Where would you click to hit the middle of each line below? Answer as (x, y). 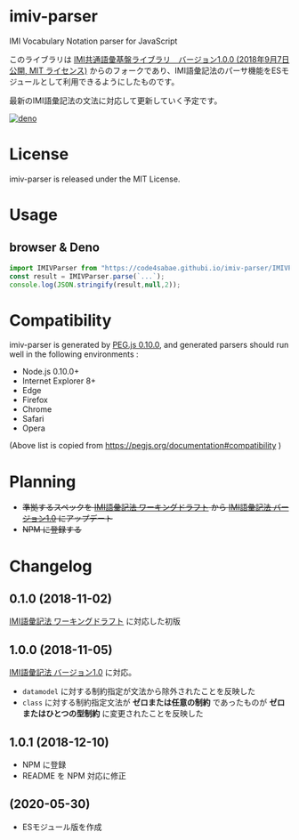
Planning (43, 481)
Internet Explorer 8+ (59, 381)
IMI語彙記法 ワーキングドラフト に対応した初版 (95, 621)
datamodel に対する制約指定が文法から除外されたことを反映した (139, 691)
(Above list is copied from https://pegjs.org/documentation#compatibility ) (145, 446)
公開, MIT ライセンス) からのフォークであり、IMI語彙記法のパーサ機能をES (145, 70)
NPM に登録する (52, 529)
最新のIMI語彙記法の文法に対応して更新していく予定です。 (116, 101)
